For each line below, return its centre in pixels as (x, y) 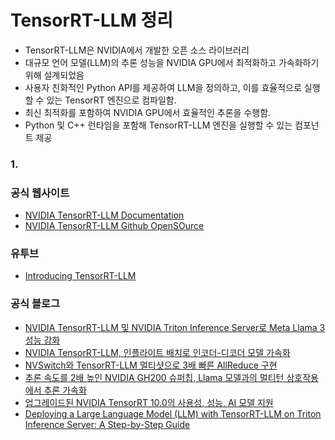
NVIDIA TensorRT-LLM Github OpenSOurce (114, 226)
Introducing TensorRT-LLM (80, 276)
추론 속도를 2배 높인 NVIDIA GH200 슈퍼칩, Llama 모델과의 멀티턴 (154, 377)
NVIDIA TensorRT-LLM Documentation (104, 215)
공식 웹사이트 (40, 193)
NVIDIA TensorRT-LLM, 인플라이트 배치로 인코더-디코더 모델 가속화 (157, 352)
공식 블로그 (35, 304)
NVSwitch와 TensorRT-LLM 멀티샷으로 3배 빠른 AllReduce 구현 (151, 365)
